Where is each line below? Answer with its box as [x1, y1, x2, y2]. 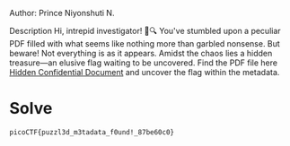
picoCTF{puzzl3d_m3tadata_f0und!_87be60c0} [9, 127, 175, 137]
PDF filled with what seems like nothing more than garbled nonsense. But [9, 39, 280, 48]
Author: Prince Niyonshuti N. [9, 8, 115, 18]
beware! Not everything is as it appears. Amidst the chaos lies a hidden [9, 48, 273, 58]
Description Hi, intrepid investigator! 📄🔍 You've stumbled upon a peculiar [9, 26, 281, 36]
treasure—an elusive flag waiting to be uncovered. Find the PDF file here [9, 57, 278, 68]
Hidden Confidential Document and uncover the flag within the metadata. [9, 67, 280, 77]
